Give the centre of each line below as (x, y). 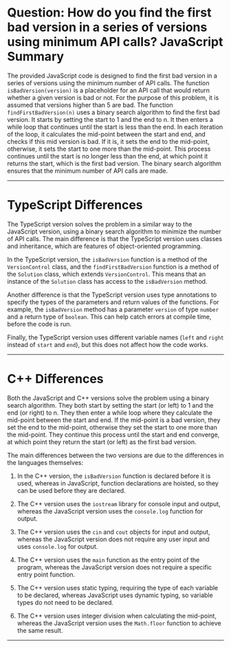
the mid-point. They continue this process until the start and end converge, (113, 435)
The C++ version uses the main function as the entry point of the (108, 560)
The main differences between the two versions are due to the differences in (115, 455)
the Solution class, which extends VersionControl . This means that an (107, 274)
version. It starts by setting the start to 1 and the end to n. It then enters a (110, 119)
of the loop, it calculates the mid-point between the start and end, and (107, 134)
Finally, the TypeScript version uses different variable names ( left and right (115, 337)
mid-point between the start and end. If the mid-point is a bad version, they (114, 420)
